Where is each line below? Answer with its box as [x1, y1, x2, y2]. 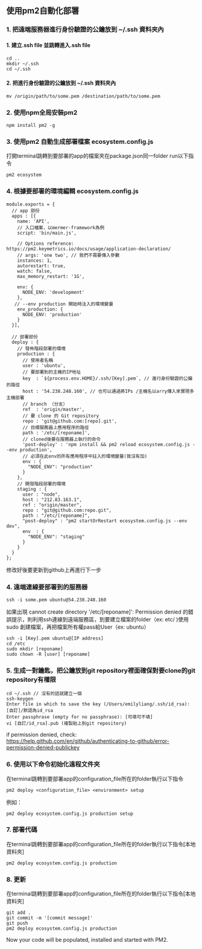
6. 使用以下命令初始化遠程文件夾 [6, 760, 101, 769]
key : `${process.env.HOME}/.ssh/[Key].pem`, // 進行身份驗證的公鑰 [22, 375, 193, 381]
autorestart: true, [17, 262, 66, 269]
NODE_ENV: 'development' [22, 289, 85, 295]
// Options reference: [17, 241, 74, 247]
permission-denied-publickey [6, 744, 80, 751]
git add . [6, 910, 31, 916]
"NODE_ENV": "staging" [28, 534, 85, 540]
